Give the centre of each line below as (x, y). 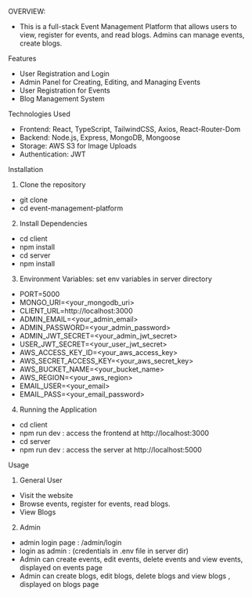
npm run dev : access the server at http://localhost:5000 (110, 450)
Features (22, 59)
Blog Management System (62, 99)
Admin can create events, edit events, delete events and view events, (131, 559)
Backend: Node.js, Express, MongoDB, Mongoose (100, 137)
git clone (34, 200)
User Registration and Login (64, 73)
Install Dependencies (53, 223)
